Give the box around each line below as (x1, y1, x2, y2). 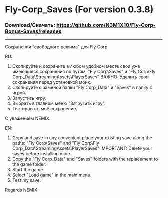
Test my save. (12, 177, 41, 183)
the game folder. (12, 161, 46, 167)
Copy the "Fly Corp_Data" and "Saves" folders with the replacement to (12, 156, 158, 162)
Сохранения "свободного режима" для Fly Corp (5, 44, 108, 50)
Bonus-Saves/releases (5, 28, 62, 35)
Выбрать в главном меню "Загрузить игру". (12, 100, 106, 106)
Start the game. (12, 167, 45, 173)
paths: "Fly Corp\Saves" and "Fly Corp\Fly (12, 140, 100, 146)
